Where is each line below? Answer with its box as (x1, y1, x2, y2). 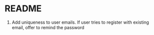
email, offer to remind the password (11, 24, 84, 30)
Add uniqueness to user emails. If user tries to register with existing (11, 19, 149, 25)
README (4, 3, 42, 14)
